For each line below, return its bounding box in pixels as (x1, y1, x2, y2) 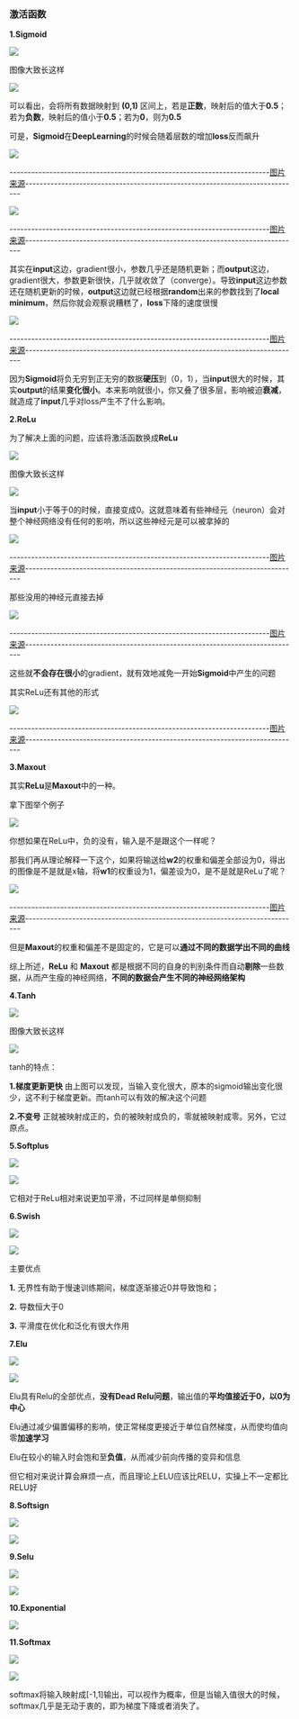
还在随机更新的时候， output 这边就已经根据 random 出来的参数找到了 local (9, 286, 280, 297)
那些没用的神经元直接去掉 (9, 592, 104, 602)
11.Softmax (9, 1637, 51, 1648)
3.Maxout (9, 762, 47, 773)
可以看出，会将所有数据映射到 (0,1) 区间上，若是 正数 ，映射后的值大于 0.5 (9, 101, 279, 112)
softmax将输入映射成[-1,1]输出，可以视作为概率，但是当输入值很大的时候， (9, 1689, 285, 1700)
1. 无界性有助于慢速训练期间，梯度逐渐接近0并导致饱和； (9, 1282, 220, 1293)
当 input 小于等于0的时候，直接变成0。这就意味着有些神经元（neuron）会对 (9, 504, 286, 515)
